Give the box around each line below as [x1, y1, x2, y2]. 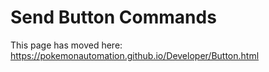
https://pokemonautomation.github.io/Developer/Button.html [10, 49, 260, 61]
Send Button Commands [10, 6, 217, 29]
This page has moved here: [10, 39, 123, 51]
